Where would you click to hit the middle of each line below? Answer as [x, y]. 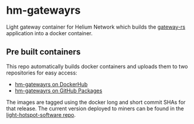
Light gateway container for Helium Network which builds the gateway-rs [96, 27]
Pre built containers [43, 52]
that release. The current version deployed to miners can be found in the [95, 108]
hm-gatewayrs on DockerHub [51, 84]
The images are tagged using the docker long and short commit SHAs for [96, 102]
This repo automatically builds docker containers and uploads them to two [97, 66]
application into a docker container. [49, 33]
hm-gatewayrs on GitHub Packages [58, 91]
